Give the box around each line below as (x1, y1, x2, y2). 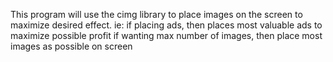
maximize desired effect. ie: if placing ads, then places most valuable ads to (10, 19, 323, 31)
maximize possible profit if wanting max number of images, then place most (10, 30, 323, 41)
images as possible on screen (10, 40, 133, 52)
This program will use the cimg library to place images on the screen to (10, 9, 303, 20)
